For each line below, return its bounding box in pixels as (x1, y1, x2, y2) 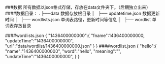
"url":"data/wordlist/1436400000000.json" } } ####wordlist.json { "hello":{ (5, 43, 157, 49)
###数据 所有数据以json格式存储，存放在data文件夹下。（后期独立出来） (5, 4, 151, 10)
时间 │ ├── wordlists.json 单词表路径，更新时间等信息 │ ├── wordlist (5, 17, 151, 22)
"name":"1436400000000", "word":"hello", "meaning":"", (5, 48, 122, 54)
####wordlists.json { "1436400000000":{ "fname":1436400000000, (5, 32, 145, 38)
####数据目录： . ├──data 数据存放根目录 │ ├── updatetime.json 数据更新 (5, 10, 160, 16)
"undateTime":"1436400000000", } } (5, 54, 80, 59)
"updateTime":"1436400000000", (5, 38, 74, 43)
